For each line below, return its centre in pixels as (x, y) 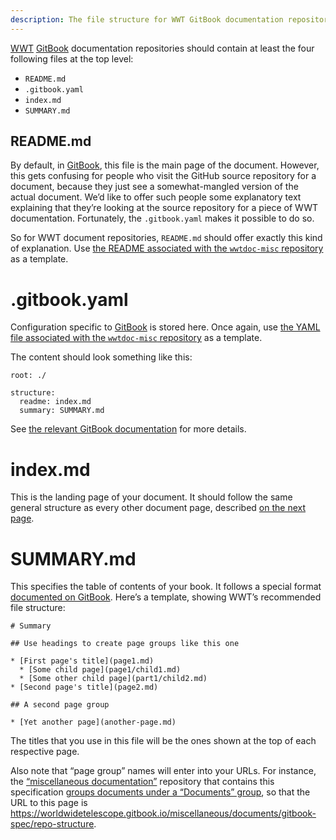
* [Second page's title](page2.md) (84, 687)
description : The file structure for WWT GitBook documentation (147, 19)
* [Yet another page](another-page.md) (93, 722)
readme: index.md (55, 402)
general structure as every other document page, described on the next (158, 508)
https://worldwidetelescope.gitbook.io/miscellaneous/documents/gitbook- (163, 813)
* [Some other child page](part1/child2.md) (113, 679)
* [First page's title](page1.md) (82, 661)
